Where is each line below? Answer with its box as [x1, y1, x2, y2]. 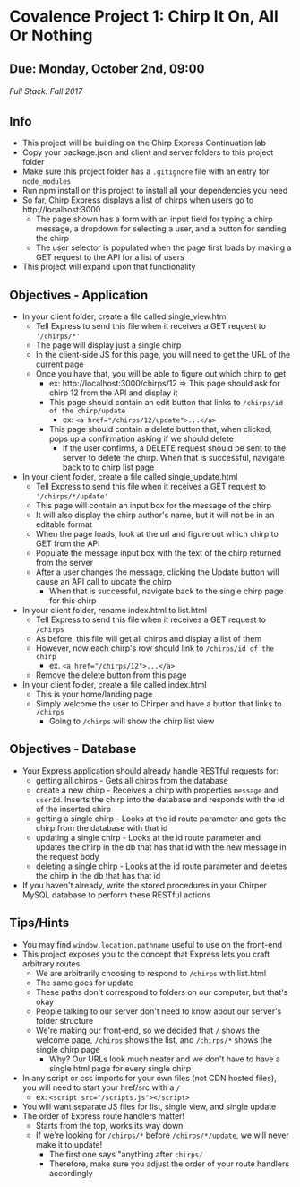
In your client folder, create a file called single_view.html [21, 311, 228, 322]
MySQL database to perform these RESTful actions [21, 889, 211, 900]
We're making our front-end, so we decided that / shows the [35, 1025, 260, 1035]
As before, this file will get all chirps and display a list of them [35, 634, 262, 645]
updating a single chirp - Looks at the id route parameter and [35, 832, 261, 843]
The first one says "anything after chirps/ [48, 1148, 203, 1159]
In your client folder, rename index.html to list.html [21, 605, 208, 616]
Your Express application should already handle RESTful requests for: [21, 765, 279, 776]
